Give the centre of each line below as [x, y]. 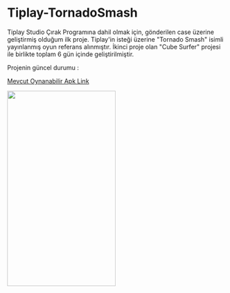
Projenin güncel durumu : [43, 67]
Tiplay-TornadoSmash [73, 13]
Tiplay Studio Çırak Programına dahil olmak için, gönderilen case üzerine [111, 32]
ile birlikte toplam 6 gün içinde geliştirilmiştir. [71, 54]
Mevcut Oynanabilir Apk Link [48, 81]
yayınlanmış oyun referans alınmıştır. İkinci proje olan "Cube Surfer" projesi [114, 47]
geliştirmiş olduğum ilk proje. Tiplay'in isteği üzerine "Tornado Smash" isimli [115, 39]
